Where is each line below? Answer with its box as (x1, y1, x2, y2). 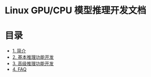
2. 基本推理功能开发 (12, 54, 54, 60)
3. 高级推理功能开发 (12, 61, 54, 67)
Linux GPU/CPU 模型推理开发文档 (5, 5, 147, 16)
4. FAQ (12, 66, 27, 72)
